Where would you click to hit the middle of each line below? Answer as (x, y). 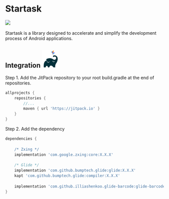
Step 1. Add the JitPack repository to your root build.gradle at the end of (80, 77)
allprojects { (20, 93)
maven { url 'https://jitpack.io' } (62, 109)
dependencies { (21, 139)
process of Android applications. (39, 38)
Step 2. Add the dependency (35, 129)
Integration (23, 66)
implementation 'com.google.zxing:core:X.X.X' (64, 155)
